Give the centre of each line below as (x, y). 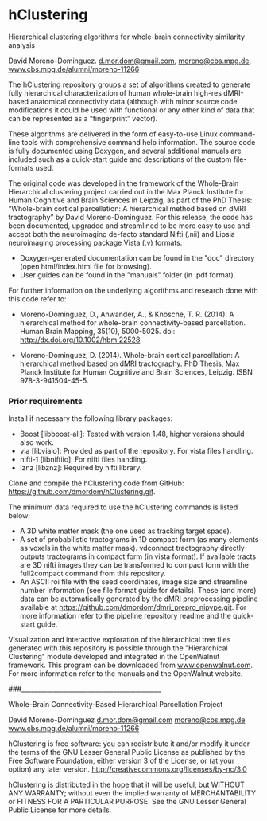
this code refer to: (37, 299)
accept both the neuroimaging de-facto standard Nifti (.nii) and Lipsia (122, 234)
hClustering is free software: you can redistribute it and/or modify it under (129, 744)
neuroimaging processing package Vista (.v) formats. (95, 242)
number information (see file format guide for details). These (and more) (138, 591)
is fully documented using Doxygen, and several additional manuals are (125, 151)
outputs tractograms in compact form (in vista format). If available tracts (138, 556)
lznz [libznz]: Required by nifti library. (81, 468)
